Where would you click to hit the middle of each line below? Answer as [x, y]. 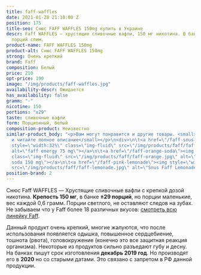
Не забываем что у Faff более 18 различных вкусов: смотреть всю [92, 209]
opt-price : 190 [25, 78]
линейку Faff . [23, 216]
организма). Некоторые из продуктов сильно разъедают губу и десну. [97, 247]
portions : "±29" [26, 112]
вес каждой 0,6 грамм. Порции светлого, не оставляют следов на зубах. [100, 203]
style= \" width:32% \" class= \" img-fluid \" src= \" [73, 145]
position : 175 [24, 23]
